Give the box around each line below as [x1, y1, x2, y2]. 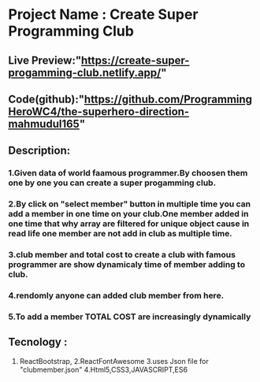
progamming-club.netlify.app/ [8, 65, 162, 80]
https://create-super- [81, 54, 190, 67]
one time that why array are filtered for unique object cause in [8, 218, 250, 229]
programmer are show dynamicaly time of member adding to [8, 259, 246, 270]
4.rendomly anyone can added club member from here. [8, 290, 225, 301]
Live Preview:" [8, 54, 81, 67]
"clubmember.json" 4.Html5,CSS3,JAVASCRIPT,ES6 [19, 365, 188, 374]
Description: [8, 144, 71, 158]
